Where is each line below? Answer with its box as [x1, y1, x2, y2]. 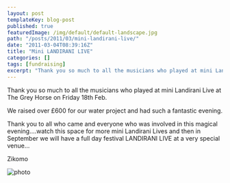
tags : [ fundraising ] [7, 61, 66, 68]
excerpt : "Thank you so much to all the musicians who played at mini [7, 67, 213, 74]
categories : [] [7, 55, 51, 61]
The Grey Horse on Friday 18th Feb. [7, 93, 107, 101]
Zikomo [7, 154, 29, 163]
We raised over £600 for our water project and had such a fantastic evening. [7, 107, 223, 115]
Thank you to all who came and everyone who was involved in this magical [7, 119, 218, 128]
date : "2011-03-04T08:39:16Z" [7, 42, 94, 48]
